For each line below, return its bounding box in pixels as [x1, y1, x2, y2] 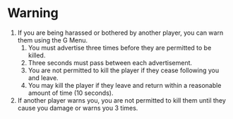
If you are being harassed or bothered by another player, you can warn [17, 28, 224, 37]
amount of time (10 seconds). [28, 89, 114, 97]
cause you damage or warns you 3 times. [17, 103, 138, 112]
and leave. [28, 73, 59, 82]
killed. [28, 51, 46, 59]
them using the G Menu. [17, 35, 88, 44]
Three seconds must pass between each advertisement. [28, 58, 193, 67]
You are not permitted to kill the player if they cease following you [28, 66, 220, 74]
